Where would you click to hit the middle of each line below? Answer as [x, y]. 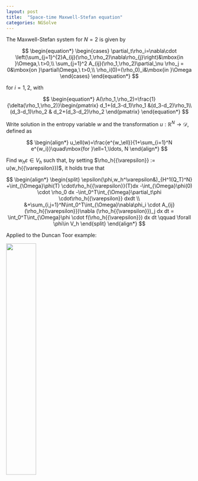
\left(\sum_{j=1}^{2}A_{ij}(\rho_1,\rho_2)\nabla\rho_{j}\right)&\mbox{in [99, 58]
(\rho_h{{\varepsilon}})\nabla [60, 211]
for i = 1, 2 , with [25, 88]
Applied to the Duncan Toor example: [51, 235]
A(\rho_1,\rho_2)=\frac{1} [126, 99]
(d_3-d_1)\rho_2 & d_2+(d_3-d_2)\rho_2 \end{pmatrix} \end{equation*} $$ [99, 112]
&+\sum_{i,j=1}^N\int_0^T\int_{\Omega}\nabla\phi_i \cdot [92, 205]
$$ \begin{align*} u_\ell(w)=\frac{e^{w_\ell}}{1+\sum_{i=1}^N [99, 142]
